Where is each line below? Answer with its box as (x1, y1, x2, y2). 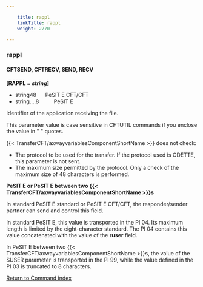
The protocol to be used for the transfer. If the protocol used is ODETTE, (15, 151, 196, 158)
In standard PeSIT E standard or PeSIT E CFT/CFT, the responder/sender (6, 200, 188, 208)
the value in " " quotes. (6, 127, 64, 135)
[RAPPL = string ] (6, 79, 50, 87)
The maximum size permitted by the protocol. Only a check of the (15, 164, 179, 171)
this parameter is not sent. (15, 157, 81, 164)
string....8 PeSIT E (15, 98, 74, 105)
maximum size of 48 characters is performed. (15, 171, 130, 178)
